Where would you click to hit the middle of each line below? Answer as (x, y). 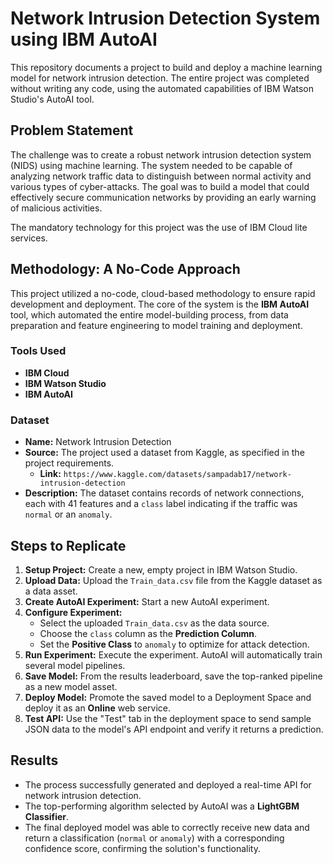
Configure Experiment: (73, 612)
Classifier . (47, 816)
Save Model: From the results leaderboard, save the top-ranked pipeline (173, 676)
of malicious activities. (56, 208)
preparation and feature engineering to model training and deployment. (156, 325)
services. (29, 238)
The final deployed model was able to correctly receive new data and (167, 827)
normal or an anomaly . (68, 514)
